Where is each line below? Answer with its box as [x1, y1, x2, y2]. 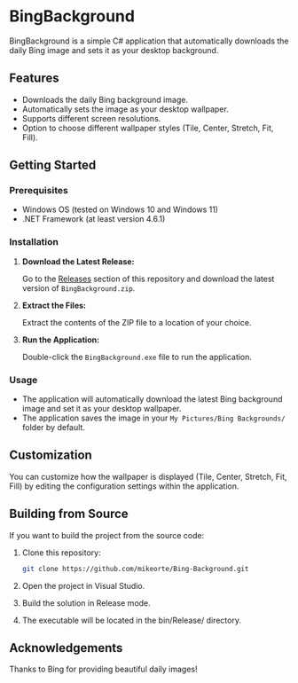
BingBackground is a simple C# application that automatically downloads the [9, 35, 289, 46]
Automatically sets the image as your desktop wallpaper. [21, 104, 229, 114]
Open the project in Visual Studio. [21, 580, 145, 591]
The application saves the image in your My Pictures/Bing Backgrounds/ [21, 412, 286, 423]
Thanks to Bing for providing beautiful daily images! [9, 663, 198, 675]
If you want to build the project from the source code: [9, 530, 205, 540]
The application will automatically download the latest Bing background [21, 394, 283, 404]
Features [9, 71, 59, 86]
